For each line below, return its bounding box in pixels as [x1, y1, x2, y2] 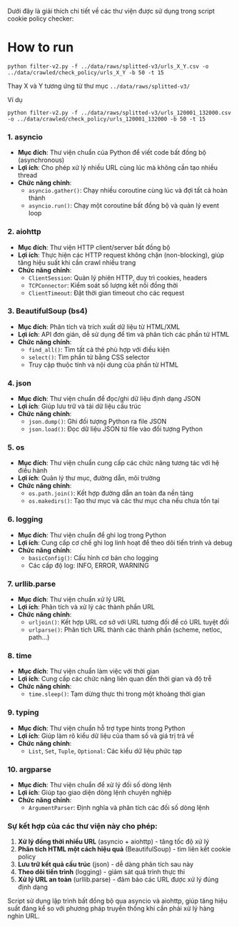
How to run [7, 39, 74, 56]
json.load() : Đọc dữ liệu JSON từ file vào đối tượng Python [28, 425, 203, 433]
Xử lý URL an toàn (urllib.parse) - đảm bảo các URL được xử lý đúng [17, 875, 219, 884]
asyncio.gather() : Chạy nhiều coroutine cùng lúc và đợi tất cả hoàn [28, 186, 228, 195]
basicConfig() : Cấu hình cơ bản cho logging [28, 553, 158, 562]
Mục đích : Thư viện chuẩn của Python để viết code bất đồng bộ [17, 148, 207, 157]
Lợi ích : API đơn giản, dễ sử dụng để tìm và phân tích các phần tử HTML [17, 330, 230, 338]
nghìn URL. [7, 912, 41, 921]
